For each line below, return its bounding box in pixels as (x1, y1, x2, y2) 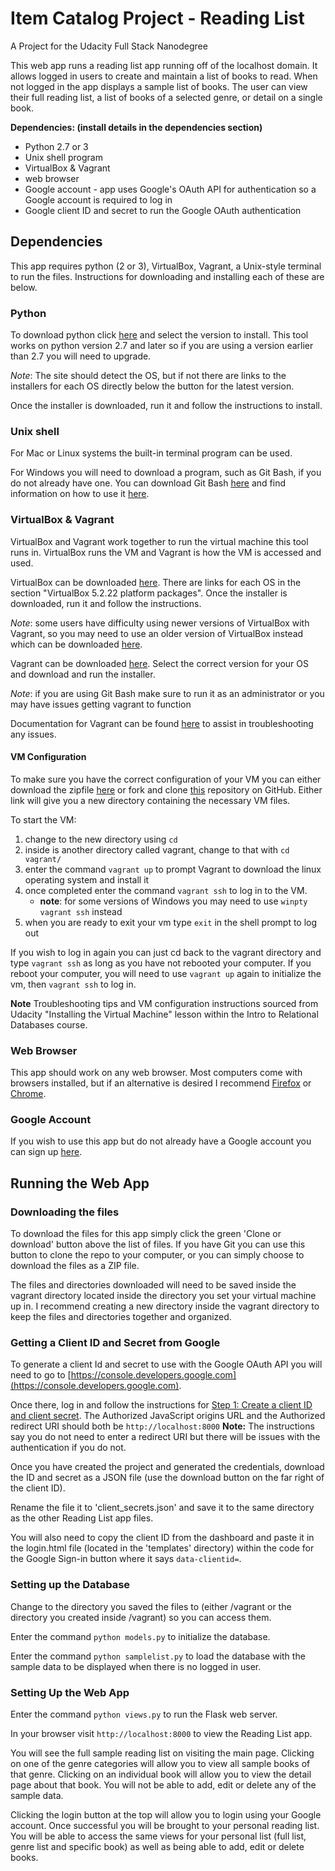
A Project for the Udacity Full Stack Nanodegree (10, 40, 208, 52)
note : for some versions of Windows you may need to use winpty (39, 895, 308, 907)
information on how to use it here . (10, 488, 150, 500)
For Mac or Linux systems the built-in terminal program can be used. (10, 447, 293, 459)
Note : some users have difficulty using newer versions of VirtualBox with (10, 617, 310, 629)
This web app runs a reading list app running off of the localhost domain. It (10, 59, 318, 71)
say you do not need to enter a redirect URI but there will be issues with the (10, 1431, 321, 1443)
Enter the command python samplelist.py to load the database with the (10, 1650, 306, 1662)
